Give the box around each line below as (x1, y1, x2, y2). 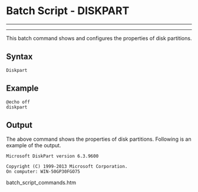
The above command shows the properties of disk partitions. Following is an (6, 135, 192, 143)
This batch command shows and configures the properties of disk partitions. (6, 34, 192, 42)
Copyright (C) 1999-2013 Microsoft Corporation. (6, 164, 128, 170)
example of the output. (6, 142, 61, 149)
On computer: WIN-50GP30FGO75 (6, 169, 81, 175)
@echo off (6, 99, 31, 105)
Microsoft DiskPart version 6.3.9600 (6, 153, 99, 160)
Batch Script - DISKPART (6, 4, 130, 18)
